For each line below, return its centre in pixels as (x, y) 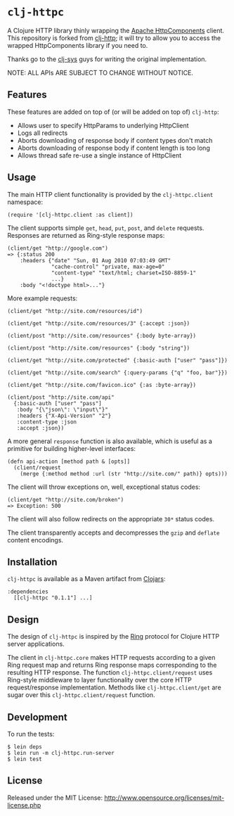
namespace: (25, 202)
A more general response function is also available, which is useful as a (110, 441)
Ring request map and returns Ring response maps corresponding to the (112, 665)
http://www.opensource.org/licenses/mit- (164, 798)
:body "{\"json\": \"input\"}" (63, 409)
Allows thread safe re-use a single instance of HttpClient (99, 155)
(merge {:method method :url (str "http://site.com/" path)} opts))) (124, 473)
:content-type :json (47, 422)
